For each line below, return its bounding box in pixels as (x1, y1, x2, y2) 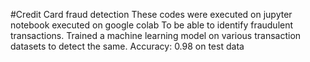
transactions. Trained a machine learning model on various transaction (10, 30, 302, 41)
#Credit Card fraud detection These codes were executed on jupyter (10, 9, 293, 20)
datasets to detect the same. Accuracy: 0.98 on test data (10, 40, 245, 52)
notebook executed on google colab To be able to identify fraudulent (10, 19, 294, 31)
